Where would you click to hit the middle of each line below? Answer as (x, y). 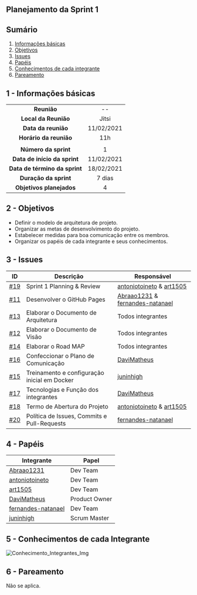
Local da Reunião (45, 119)
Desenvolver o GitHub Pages (66, 299)
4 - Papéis (25, 444)
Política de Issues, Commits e (67, 416)
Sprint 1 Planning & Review (63, 286)
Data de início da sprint (46, 159)
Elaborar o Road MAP (55, 346)
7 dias (105, 178)
